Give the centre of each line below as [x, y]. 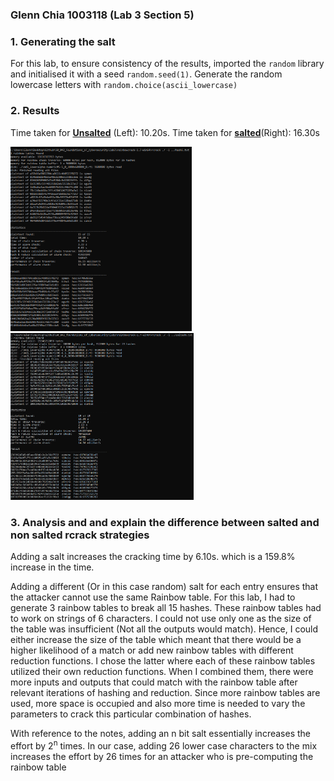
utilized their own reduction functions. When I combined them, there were [162, 672]
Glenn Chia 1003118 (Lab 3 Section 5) [102, 15]
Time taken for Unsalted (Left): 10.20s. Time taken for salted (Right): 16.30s [165, 132]
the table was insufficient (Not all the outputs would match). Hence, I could [164, 629]
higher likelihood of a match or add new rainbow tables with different [152, 650]
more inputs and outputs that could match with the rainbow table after [154, 682]
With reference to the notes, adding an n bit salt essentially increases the [160, 734]
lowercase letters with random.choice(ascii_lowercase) [124, 85]
